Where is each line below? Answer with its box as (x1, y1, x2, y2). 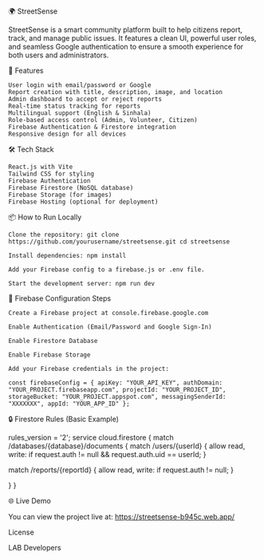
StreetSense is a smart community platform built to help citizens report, (8, 25, 243, 34)
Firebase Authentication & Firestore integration (8, 123, 177, 131)
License (8, 527, 34, 537)
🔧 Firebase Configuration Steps (8, 294, 112, 303)
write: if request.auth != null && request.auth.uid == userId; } (8, 450, 207, 459)
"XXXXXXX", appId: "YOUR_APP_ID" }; (8, 400, 130, 408)
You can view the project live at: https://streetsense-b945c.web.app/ (8, 512, 235, 521)
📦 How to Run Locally (8, 212, 82, 222)
